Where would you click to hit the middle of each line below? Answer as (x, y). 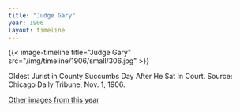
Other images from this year (54, 100)
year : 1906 (26, 23)
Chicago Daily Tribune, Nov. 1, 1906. (67, 84)
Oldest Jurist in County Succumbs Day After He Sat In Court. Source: (120, 77)
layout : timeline (37, 30)
